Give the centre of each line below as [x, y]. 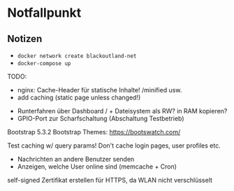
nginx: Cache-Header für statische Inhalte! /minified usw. [100, 90]
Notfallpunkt [44, 13]
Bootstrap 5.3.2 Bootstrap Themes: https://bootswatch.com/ [94, 132]
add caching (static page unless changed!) [79, 97]
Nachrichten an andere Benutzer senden [76, 159]
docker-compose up [44, 64]
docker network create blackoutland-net [77, 56]
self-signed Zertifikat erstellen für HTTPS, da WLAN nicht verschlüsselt [110, 180]
